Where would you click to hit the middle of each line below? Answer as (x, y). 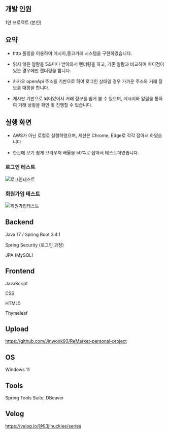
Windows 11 (18, 370)
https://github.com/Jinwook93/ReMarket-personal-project (66, 341)
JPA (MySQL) (19, 255)
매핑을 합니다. (36, 88)
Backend (20, 222)
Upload (17, 329)
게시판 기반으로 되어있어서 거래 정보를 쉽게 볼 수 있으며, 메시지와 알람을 (83, 98)
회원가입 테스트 (23, 194)
